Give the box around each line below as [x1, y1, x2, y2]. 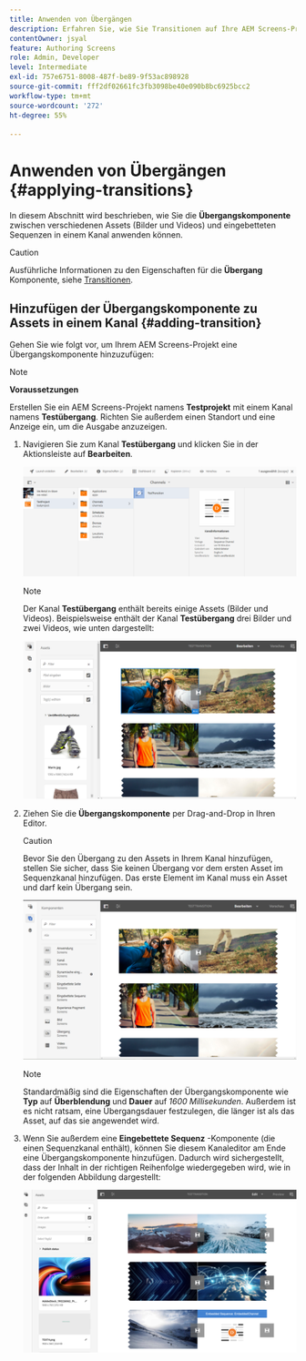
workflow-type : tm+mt [9, 91, 92, 100]
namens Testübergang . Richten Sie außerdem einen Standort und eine [9, 411, 276, 422]
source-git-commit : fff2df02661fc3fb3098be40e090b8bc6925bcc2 [9, 82, 250, 91]
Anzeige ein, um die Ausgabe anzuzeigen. [9, 422, 168, 432]
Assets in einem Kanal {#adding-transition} [9, 315, 262, 330]
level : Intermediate [9, 63, 88, 72]
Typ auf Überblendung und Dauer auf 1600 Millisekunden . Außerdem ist [22, 1096, 296, 1107]
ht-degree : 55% [9, 110, 67, 120]
